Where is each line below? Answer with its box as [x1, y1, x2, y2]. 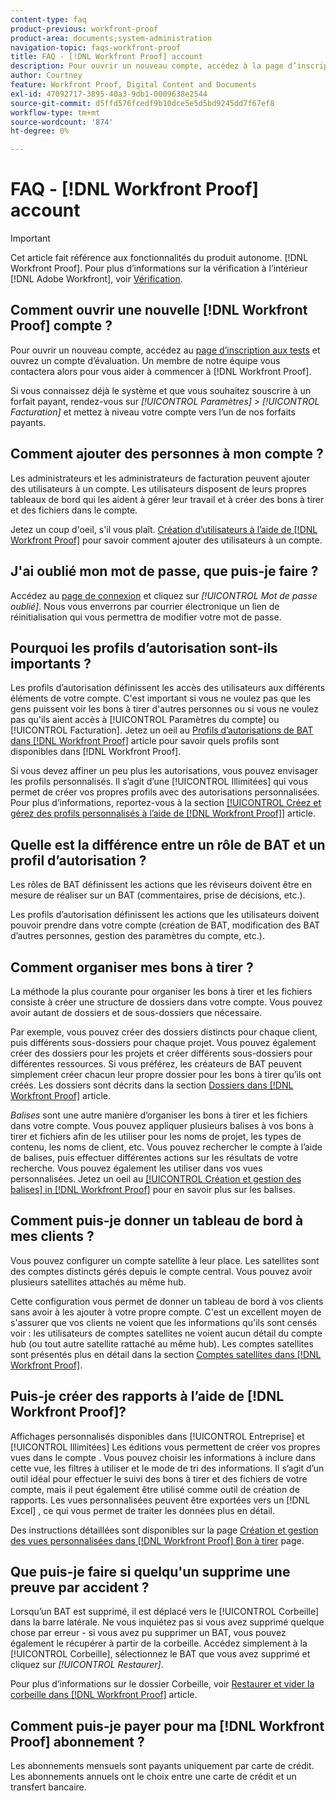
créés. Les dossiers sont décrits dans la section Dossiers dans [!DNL [10, 1079, 294, 1091]
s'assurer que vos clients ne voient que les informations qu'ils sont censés [10, 1316, 318, 1328]
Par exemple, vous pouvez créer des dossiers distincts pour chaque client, [10, 1026, 318, 1038]
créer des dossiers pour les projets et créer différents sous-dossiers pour [10, 1047, 313, 1059]
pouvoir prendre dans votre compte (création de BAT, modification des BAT [10, 919, 321, 931]
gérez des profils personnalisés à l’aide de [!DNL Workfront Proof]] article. [10, 807, 316, 820]
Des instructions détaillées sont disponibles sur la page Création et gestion [10, 1524, 319, 1536]
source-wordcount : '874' [10, 117, 114, 127]
